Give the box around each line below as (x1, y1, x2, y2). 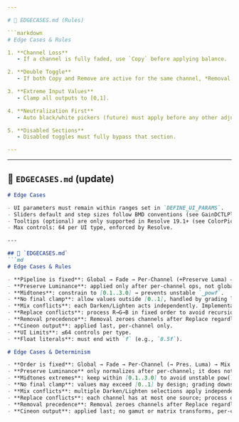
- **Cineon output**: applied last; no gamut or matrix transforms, (7, 407, 215, 415)
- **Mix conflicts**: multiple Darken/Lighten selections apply (7, 387, 202, 395)
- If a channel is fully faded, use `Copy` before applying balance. (16, 56, 228, 63)
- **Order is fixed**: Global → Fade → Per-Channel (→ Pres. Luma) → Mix (7, 361, 231, 369)
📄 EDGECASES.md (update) (7, 172, 115, 185)
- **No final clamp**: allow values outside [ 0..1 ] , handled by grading (7, 296, 228, 303)
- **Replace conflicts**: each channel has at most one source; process (7, 394, 228, 401)
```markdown (7, 29, 43, 36)
